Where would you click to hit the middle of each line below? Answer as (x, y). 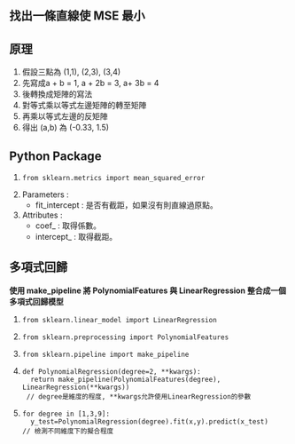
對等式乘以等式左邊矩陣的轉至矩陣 (84, 106)
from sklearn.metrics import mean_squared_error (113, 178)
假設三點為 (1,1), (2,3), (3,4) (71, 72)
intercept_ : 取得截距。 (76, 237)
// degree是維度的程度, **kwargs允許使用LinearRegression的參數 (139, 396)
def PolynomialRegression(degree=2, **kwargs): (111, 371)
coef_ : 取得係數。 (68, 226)
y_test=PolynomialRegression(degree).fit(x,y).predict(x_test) (149, 421)
